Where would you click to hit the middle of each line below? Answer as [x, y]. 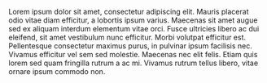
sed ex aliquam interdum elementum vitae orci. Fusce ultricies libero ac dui [134, 29]
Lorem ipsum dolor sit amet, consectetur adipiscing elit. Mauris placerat [129, 12]
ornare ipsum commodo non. [57, 71]
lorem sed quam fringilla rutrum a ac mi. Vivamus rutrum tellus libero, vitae [133, 63]
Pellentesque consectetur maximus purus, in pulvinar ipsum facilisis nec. [130, 46]
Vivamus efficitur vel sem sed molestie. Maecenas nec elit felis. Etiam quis [133, 54]
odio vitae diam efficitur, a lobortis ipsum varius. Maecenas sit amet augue [133, 20]
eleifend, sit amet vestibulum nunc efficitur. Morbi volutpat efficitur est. [127, 37]
